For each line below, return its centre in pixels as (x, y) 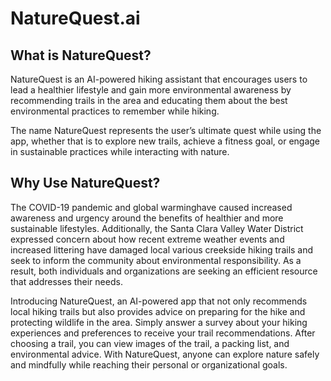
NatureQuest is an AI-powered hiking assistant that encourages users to (159, 79)
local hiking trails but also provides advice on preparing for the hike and (158, 311)
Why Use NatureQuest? (85, 183)
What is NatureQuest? (81, 55)
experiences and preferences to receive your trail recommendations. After (163, 333)
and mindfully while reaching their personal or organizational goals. (149, 364)
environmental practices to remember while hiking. (115, 111)
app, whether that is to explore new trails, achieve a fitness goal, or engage (165, 141)
